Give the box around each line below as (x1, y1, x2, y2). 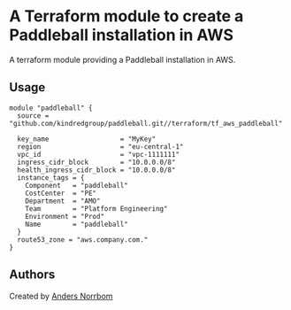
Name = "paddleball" (25, 220, 128, 229)
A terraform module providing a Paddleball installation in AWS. (9, 54, 236, 65)
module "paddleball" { (9, 104, 93, 112)
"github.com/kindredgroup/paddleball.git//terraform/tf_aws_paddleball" (9, 119, 283, 128)
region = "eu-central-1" (17, 142, 184, 151)
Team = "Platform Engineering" (25, 204, 168, 213)
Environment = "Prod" (25, 212, 104, 221)
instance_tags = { (17, 173, 86, 182)
